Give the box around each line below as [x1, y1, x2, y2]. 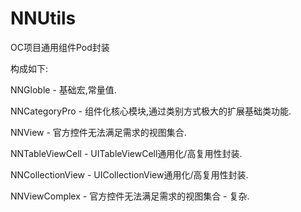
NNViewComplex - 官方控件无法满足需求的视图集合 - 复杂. [10, 190, 250, 202]
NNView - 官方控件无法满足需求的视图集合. [10, 126, 187, 138]
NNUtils [10, 7, 77, 30]
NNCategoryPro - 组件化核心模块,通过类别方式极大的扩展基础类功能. [10, 105, 292, 117]
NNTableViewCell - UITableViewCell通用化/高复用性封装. [10, 147, 243, 159]
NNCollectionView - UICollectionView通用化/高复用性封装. [10, 168, 249, 181]
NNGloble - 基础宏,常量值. [10, 83, 117, 96]
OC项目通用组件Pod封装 [10, 41, 110, 53]
